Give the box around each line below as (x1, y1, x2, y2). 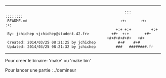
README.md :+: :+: (7, 18, 147, 23)
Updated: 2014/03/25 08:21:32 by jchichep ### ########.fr (7, 44, 154, 49)
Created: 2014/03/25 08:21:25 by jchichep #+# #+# (7, 40, 140, 45)
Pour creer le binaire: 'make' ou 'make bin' (5, 58, 91, 63)
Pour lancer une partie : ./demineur (5, 67, 77, 73)
